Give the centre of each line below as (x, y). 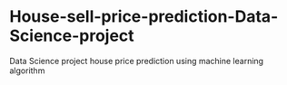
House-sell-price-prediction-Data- (144, 17)
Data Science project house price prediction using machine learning (137, 61)
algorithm (27, 71)
